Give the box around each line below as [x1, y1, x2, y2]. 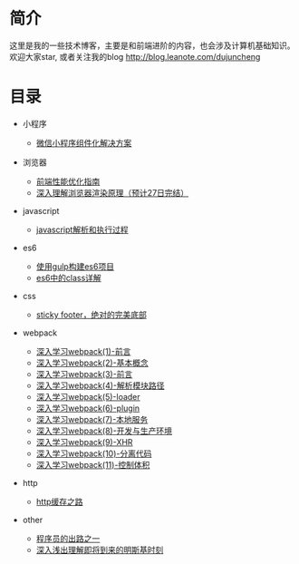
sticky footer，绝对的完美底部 [35, 309, 147, 320]
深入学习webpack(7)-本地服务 [35, 413, 149, 424]
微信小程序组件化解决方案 [35, 137, 132, 148]
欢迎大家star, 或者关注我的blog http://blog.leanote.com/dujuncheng [9, 51, 261, 62]
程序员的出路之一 [35, 532, 101, 544]
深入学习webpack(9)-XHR [35, 436, 133, 447]
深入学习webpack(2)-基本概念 [35, 357, 149, 368]
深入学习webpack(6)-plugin [35, 403, 140, 413]
